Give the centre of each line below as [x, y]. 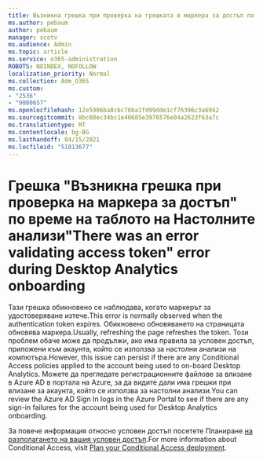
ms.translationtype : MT [47, 125]
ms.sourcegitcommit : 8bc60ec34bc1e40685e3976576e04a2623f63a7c [114, 118]
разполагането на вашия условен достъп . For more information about [122, 440]
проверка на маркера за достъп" [123, 202]
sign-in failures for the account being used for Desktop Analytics [113, 407]
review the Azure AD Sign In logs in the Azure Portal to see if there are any [128, 399]
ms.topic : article [38, 52]
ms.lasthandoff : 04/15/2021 [54, 139]
